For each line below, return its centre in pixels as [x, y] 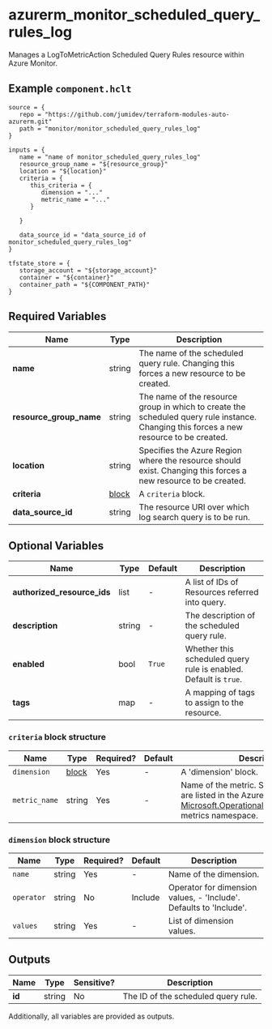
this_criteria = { [61, 185]
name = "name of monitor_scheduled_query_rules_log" [110, 157]
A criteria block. [172, 493]
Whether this [210, 649]
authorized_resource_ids [62, 592]
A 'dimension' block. [220, 771]
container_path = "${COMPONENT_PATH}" [85, 284]
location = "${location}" [63, 171]
